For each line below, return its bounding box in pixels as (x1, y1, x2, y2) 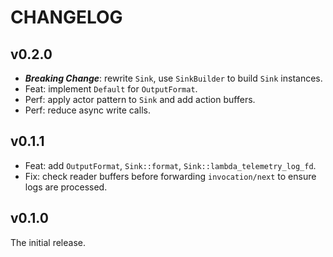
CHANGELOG (10, 6, 123, 29)
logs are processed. (24, 181, 108, 193)
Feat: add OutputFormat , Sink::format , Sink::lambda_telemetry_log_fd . (24, 159, 317, 171)
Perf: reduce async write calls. (24, 104, 151, 116)
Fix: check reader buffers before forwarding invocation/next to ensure (24, 170, 317, 182)
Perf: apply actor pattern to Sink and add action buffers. (24, 94, 256, 105)
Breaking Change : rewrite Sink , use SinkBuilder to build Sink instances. (24, 72, 323, 84)
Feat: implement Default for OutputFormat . (24, 83, 198, 95)
